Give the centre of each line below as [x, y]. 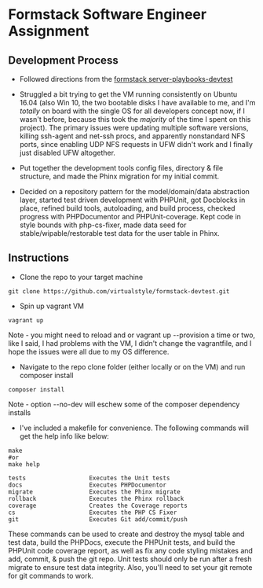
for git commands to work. [51, 575]
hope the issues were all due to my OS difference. [89, 351]
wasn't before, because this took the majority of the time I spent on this [135, 119]
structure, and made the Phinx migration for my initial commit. [119, 176]
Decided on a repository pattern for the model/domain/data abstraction [134, 191]
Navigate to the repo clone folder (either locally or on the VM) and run [132, 366]
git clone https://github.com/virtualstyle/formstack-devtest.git [119, 291]
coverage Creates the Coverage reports [98, 505]
